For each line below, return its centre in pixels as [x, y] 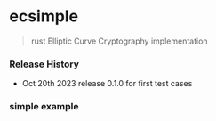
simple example [44, 107]
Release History [44, 64]
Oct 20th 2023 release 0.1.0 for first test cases [107, 84]
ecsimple [44, 16]
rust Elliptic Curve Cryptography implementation [119, 41]
